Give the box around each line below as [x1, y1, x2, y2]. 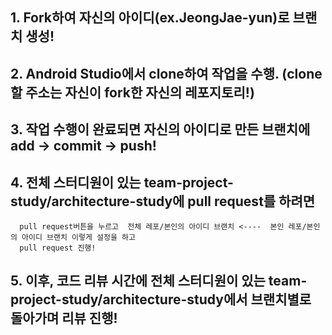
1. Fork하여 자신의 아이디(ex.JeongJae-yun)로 [10, 9, 290, 27]
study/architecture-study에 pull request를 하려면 [10, 193, 316, 210]
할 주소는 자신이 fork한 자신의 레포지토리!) [10, 84, 255, 101]
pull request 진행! [19, 243, 97, 253]
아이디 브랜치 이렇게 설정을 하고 [21, 232, 136, 242]
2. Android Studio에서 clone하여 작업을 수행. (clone [10, 65, 323, 82]
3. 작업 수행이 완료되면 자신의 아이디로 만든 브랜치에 [10, 121, 311, 138]
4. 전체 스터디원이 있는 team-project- [10, 174, 234, 191]
